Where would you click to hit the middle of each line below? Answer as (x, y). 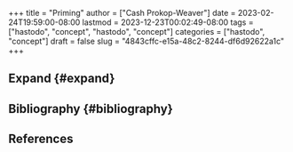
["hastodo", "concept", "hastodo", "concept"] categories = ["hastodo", (137, 32)
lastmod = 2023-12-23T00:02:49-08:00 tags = (168, 22)
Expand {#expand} (62, 79)
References (41, 139)
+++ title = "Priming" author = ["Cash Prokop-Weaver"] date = (122, 13)
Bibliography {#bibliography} (91, 109)
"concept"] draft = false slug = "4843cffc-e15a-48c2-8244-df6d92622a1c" (146, 41)
